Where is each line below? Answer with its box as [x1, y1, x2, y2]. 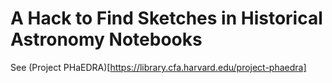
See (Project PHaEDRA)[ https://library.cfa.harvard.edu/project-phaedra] [10, 61, 307, 73]
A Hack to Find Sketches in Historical [10, 7, 323, 30]
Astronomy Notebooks [10, 28, 203, 51]
